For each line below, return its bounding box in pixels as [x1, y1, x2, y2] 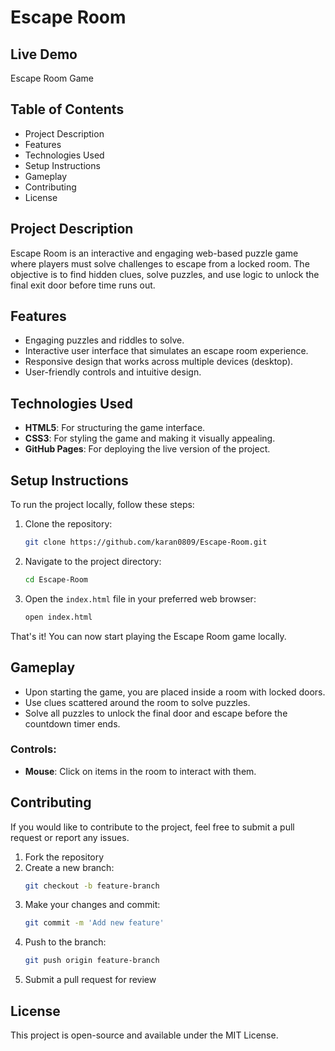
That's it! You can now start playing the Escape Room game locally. [10, 630, 287, 642]
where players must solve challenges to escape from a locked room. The [10, 257, 310, 270]
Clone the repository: [24, 518, 113, 530]
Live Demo [10, 46, 78, 63]
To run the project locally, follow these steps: [10, 499, 195, 511]
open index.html [24, 612, 93, 622]
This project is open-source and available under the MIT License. [10, 1029, 279, 1041]
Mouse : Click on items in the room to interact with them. [24, 765, 257, 777]
